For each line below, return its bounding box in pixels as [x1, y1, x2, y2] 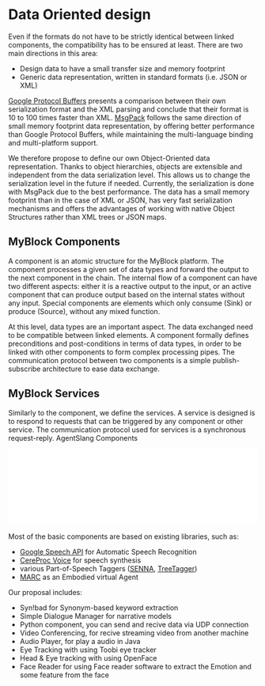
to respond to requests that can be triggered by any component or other [8, 416, 244, 426]
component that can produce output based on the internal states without [8, 290, 245, 299]
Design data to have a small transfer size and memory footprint [19, 63, 225, 73]
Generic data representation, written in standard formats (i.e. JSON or [19, 72, 248, 81]
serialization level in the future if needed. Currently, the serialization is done [8, 178, 255, 188]
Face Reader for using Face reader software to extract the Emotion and [19, 661, 252, 671]
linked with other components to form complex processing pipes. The [8, 347, 235, 357]
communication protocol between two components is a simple [8, 355, 211, 365]
